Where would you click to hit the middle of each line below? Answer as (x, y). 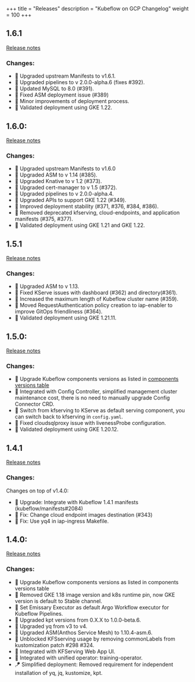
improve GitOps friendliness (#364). (58, 312)
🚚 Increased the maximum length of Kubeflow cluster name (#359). (96, 299)
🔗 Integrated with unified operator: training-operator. (79, 658)
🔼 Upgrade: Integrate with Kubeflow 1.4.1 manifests (77, 502)
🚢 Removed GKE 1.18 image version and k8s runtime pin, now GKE (95, 594)
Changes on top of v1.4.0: (38, 491)
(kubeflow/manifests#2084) (49, 508)
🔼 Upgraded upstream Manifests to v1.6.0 (65, 169)
